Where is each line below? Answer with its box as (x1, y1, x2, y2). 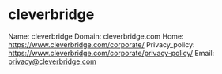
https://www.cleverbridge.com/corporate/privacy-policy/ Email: (8, 48, 215, 57)
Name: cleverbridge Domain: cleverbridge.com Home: (8, 31, 184, 41)
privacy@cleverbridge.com (8, 57, 97, 66)
